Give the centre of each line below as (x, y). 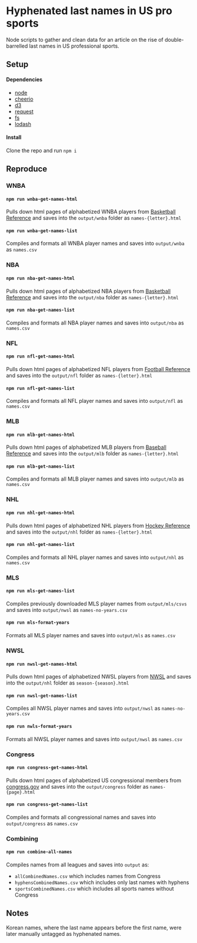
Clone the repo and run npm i (41, 150)
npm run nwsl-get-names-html (42, 664)
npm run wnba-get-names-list (42, 231)
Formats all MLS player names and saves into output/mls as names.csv (91, 636)
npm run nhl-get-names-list (41, 545)
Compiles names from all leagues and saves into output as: (78, 865)
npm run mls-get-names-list (41, 591)
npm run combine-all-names (39, 852)
